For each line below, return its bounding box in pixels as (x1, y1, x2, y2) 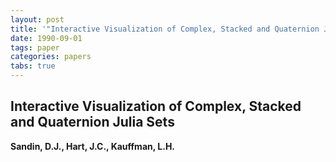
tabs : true (10, 61, 56, 71)
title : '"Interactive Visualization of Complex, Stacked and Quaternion (10, 24, 320, 34)
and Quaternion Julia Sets (10, 114, 175, 131)
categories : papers (10, 52, 92, 62)
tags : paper (10, 42, 60, 53)
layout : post (10, 14, 65, 25)
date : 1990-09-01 (10, 33, 83, 43)
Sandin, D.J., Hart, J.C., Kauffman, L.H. (10, 140, 176, 152)
